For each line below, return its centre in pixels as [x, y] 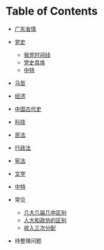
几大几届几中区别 [45, 212]
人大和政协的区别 [45, 220]
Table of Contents [52, 11]
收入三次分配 [40, 227]
